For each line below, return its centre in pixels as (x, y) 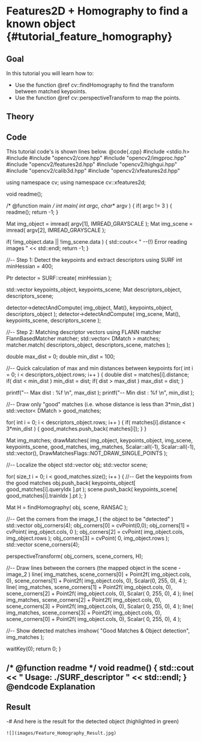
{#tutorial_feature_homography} (89, 37)
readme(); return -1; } (32, 212)
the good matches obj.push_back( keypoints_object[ (71, 483)
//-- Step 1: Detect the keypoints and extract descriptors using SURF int (94, 260)
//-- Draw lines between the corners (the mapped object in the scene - (94, 568)
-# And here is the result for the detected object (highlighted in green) (93, 722)
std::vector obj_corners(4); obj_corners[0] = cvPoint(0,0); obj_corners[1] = (98, 525)
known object (41, 24)
